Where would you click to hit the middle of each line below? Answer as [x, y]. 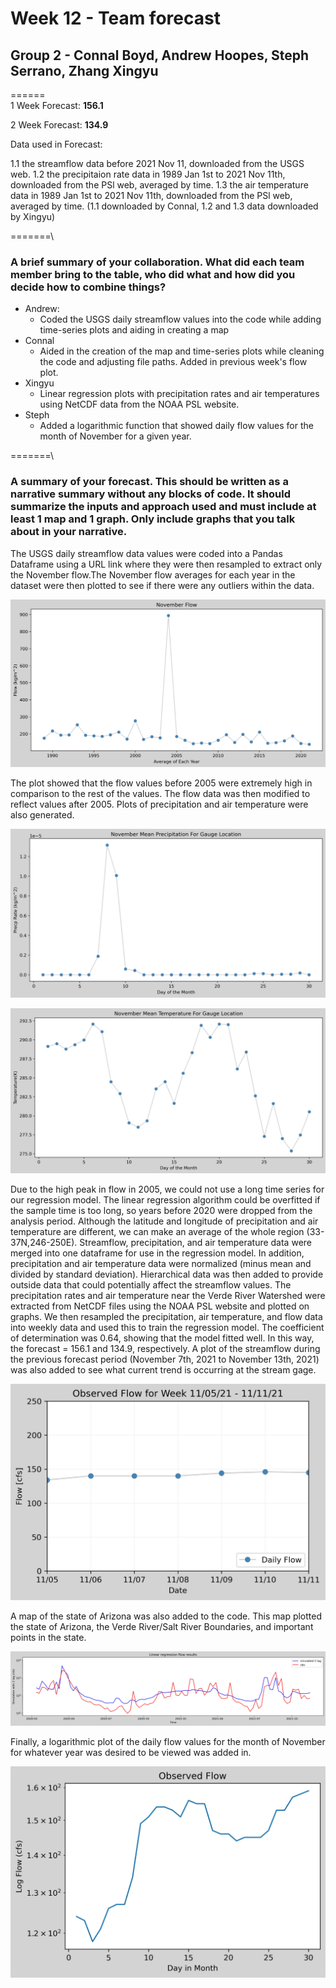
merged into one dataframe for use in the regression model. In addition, [157, 1253]
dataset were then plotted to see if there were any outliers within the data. [162, 585]
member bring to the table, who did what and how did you [153, 274]
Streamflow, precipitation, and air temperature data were [195, 1243]
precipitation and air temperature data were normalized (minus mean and [161, 1264]
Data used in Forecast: [56, 144]
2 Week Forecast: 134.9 [59, 125]
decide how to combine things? [88, 287]
